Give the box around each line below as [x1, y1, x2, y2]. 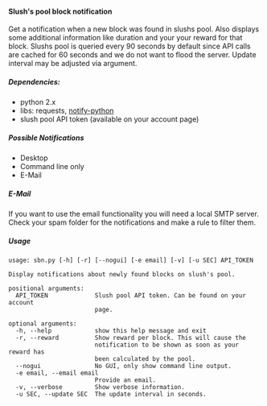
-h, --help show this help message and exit [15, 327, 207, 335]
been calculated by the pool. [94, 355, 196, 363]
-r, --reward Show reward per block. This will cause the [15, 334, 247, 342]
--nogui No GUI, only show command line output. [15, 362, 232, 371]
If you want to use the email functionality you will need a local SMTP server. [8, 209, 259, 219]
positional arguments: [8, 284, 84, 293]
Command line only [19, 162, 84, 172]
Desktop [19, 153, 48, 163]
